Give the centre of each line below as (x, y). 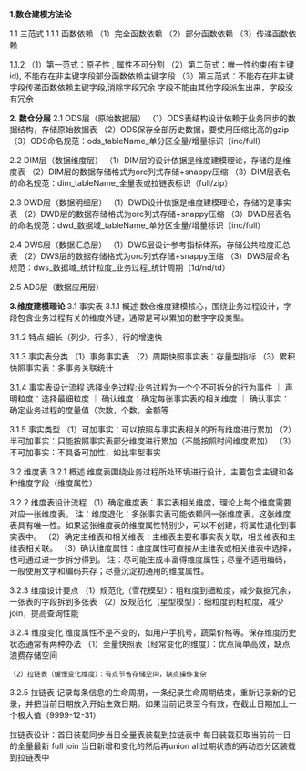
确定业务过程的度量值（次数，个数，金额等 (89, 410)
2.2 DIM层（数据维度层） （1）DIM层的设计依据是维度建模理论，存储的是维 (150, 160)
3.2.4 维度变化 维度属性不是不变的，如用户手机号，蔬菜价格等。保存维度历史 (153, 632)
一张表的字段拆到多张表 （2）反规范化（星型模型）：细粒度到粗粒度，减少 (147, 602)
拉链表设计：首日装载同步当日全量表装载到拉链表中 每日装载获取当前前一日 (150, 735)
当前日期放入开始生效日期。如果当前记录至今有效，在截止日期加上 (164, 703)
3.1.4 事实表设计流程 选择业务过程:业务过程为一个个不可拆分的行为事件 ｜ (146, 387)
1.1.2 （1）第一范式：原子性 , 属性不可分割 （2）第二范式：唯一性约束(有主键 (152, 64)
